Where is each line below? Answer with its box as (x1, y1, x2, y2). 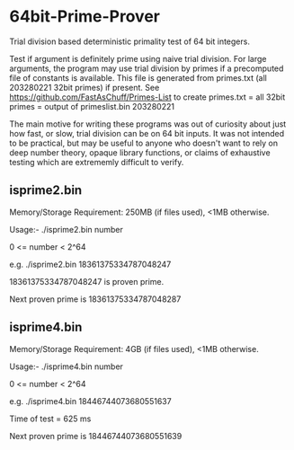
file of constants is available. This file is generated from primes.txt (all (9, 72, 267, 83)
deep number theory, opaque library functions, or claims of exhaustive (9, 146, 272, 158)
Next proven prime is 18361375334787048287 (9, 294, 182, 304)
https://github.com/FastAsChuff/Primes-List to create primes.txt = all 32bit (9, 92, 286, 102)
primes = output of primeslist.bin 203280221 (9, 101, 175, 111)
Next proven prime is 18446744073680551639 (9, 430, 183, 441)
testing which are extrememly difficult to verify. (9, 156, 184, 167)
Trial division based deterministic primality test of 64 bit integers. (9, 36, 250, 47)
